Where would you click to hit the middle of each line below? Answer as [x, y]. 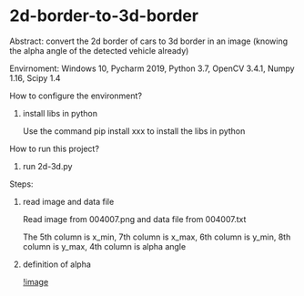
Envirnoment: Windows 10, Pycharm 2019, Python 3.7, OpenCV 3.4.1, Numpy [152, 68]
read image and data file [68, 201]
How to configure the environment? [76, 96]
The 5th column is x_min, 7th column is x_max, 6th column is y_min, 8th [157, 237]
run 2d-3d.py [47, 166]
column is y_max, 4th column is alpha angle [104, 246]
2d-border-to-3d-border [104, 16]
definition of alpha [56, 264]
